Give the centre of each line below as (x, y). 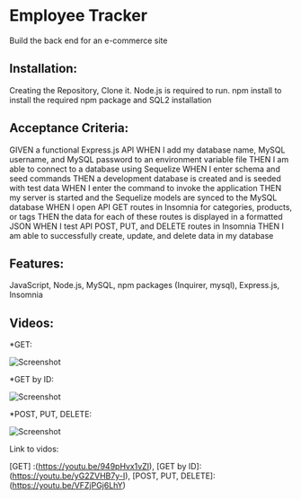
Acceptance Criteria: (69, 128)
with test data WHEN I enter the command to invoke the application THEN (146, 188)
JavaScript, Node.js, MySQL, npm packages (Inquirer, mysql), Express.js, (145, 285)
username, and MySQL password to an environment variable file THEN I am (149, 159)
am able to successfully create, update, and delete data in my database (142, 235)
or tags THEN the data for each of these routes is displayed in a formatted (146, 216)
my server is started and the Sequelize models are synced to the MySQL (143, 197)
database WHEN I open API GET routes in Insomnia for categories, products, (151, 206)
